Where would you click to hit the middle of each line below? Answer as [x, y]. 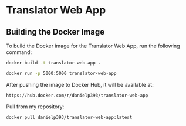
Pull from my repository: [35, 107]
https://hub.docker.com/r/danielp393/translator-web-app [77, 95]
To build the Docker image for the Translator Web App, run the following [93, 46]
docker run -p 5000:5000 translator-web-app [61, 73]
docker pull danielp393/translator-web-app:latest [69, 117]
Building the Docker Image [55, 32]
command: [19, 52]
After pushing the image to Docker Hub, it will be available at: [80, 84]
